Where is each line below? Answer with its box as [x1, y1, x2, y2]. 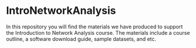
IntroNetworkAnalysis [6, 4, 116, 17]
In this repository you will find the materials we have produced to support [6, 23, 183, 30]
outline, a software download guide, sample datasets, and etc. [6, 35, 157, 42]
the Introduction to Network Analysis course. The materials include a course [6, 29, 190, 36]
